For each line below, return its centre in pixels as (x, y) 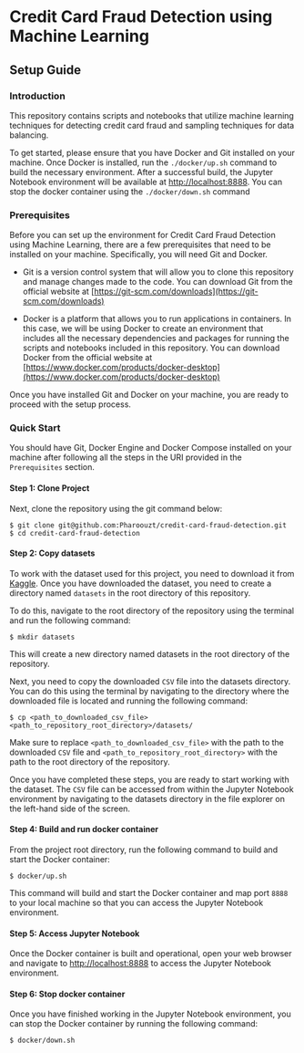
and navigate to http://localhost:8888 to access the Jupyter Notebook (140, 964)
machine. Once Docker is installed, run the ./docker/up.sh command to (143, 162)
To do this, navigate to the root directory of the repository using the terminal (152, 610)
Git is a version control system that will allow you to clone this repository (158, 272)
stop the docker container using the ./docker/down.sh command (130, 191)
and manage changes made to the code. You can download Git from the (157, 282)
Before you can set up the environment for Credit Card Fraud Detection (142, 235)
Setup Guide (46, 70)
